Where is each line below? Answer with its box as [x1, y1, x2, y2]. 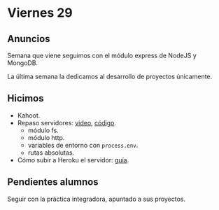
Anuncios [7, 33, 50, 45]
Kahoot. [17, 111, 41, 120]
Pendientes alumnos [7, 176, 99, 188]
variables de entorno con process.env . [27, 141, 139, 149]
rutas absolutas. [27, 148, 75, 157]
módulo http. [27, 133, 65, 141]
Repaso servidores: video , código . [17, 118, 117, 127]
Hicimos [7, 92, 44, 104]
